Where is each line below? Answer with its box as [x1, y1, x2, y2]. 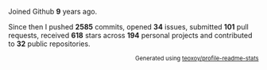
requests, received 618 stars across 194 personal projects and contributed [8, 31, 253, 40]
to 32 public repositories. [8, 39, 91, 49]
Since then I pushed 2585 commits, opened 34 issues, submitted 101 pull [8, 22, 249, 31]
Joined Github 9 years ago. [8, 7, 98, 16]
